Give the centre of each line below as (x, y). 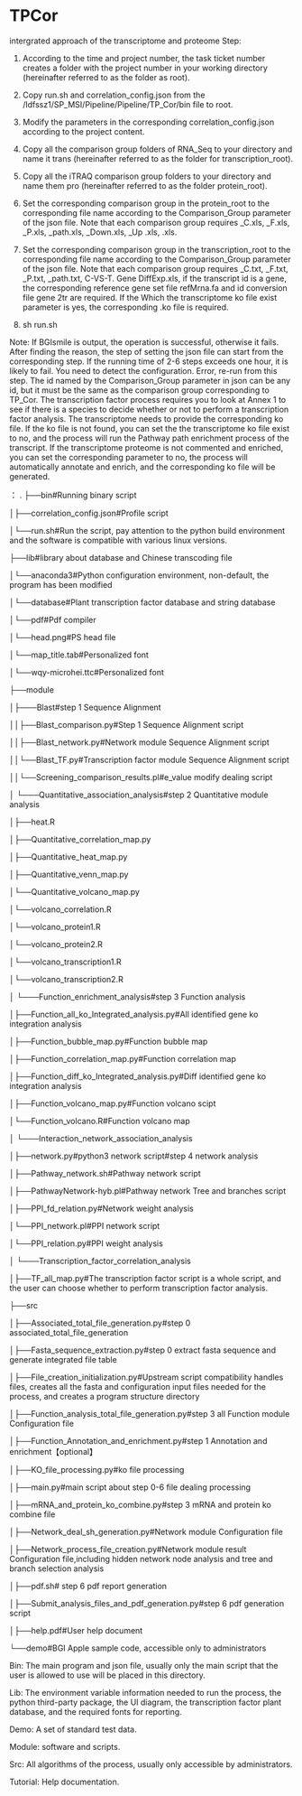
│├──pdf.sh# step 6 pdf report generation (88, 1586)
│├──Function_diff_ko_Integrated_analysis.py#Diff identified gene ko (138, 1076)
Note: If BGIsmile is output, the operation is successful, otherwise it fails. (144, 342)
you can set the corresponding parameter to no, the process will (128, 457)
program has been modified (61, 584)
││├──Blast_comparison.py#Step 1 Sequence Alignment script (127, 724)
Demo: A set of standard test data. (73, 1729)
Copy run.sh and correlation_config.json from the (114, 95)
